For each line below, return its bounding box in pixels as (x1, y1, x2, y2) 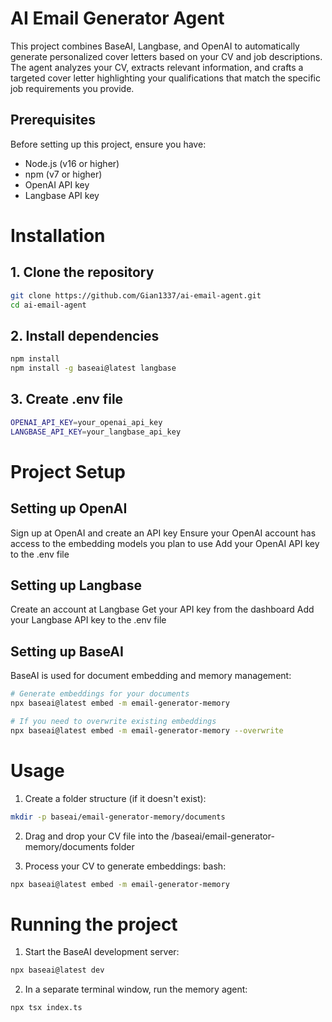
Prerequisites (10, 112, 96, 129)
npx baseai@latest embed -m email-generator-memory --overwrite (10, 725, 284, 736)
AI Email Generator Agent (10, 7, 225, 30)
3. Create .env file (10, 391, 124, 408)
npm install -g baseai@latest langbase (10, 363, 177, 374)
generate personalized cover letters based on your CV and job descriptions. (10, 50, 323, 62)
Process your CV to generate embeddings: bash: (24, 860, 227, 872)
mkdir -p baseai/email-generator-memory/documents (10, 812, 226, 822)
